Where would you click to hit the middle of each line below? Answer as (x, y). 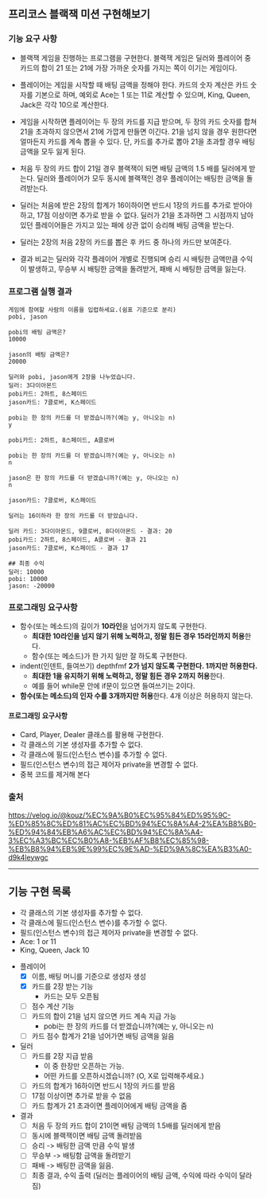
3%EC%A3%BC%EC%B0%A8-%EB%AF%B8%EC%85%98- (109, 840)
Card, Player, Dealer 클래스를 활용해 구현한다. (92, 735)
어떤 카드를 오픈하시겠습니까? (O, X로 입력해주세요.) (124, 1075)
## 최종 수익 (27, 564)
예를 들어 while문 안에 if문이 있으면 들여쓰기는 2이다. (113, 686)
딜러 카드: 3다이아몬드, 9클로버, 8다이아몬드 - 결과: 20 (90, 531)
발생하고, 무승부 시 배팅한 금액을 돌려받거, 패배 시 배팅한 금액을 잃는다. (137, 268)
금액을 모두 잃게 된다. (52, 151)
